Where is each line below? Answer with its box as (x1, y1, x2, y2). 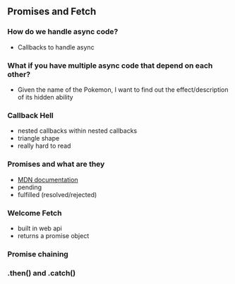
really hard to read (17, 141, 71, 150)
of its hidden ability (17, 93, 73, 101)
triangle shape (17, 134, 60, 143)
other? (7, 69, 30, 79)
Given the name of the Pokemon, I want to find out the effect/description (17, 85, 229, 94)
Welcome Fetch (7, 208, 62, 218)
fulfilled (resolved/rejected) (17, 190, 97, 199)
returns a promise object (17, 231, 90, 239)
